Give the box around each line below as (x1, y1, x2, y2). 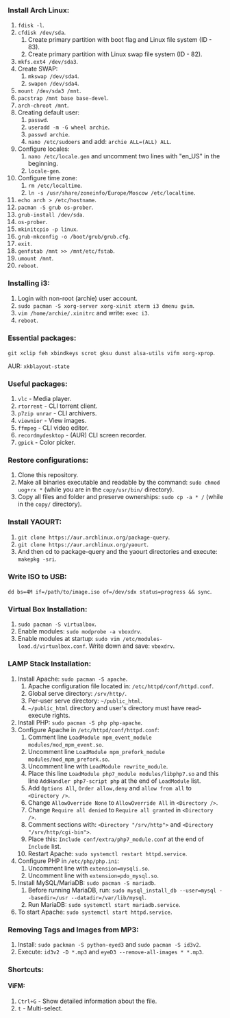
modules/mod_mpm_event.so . (27, 740, 104, 749)
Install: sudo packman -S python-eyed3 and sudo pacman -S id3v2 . (17, 940, 201, 948)
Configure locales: (17, 145, 71, 153)
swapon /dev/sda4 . (27, 80, 79, 88)
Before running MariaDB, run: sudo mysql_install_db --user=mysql (27, 886, 217, 894)
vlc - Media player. (17, 395, 71, 403)
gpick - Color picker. (17, 438, 76, 447)
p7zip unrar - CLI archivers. (17, 409, 97, 417)
